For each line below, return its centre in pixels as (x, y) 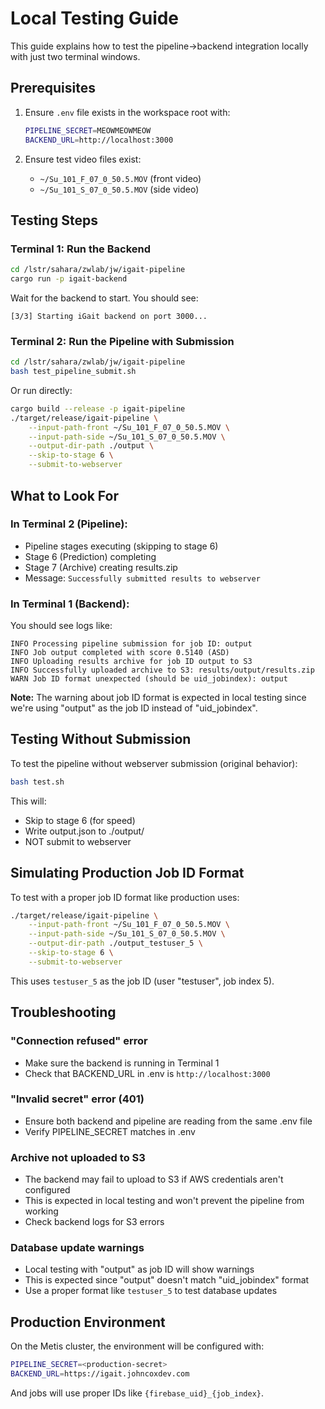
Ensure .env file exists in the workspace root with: (127, 112)
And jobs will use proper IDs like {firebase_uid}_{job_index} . (137, 1393)
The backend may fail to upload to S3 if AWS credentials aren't (154, 1179)
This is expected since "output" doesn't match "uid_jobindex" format (167, 1280)
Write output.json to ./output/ (84, 831)
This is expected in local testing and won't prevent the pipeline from (164, 1201)
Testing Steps (54, 220)
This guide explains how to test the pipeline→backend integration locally (159, 46)
